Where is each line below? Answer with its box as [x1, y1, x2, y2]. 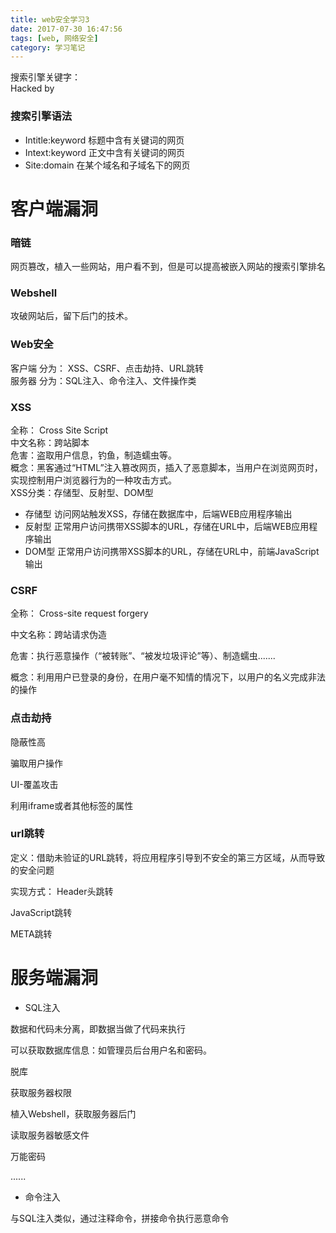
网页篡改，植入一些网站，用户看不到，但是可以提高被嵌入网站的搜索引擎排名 [10, 261, 326, 273]
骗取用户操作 [10, 757, 63, 769]
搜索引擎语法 [10, 109, 73, 123]
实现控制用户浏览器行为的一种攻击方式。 [10, 474, 177, 486]
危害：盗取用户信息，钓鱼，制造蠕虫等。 [10, 449, 177, 461]
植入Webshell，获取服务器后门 [10, 1107, 137, 1120]
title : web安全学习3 [10, 14, 90, 25]
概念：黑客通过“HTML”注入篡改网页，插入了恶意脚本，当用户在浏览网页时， [10, 461, 323, 473]
